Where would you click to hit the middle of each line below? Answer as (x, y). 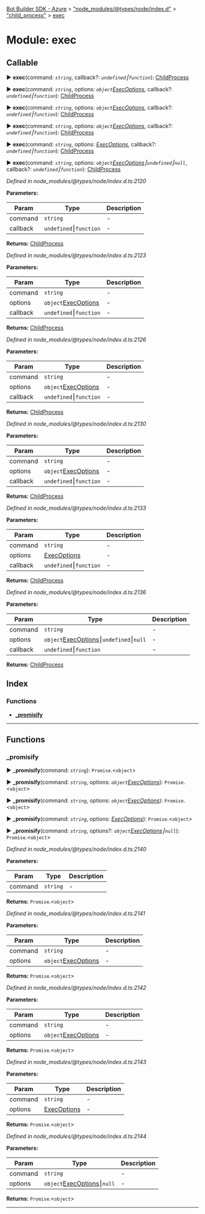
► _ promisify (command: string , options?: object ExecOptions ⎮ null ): (93, 831)
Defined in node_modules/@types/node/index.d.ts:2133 (76, 508)
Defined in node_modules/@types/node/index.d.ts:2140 (76, 849)
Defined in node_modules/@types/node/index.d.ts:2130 (76, 424)
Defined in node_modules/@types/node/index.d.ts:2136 (76, 592)
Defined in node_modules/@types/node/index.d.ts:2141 (76, 914)
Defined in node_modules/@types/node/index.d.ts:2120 (76, 181)
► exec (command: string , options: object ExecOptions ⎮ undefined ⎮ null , (97, 163)
